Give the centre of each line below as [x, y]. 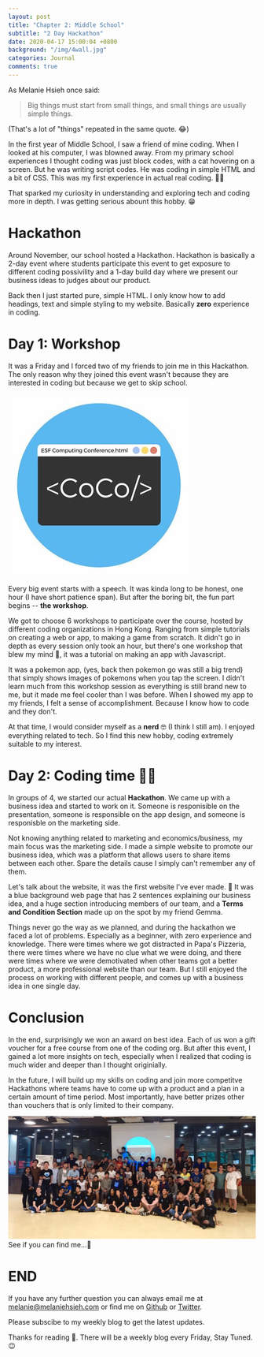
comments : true [33, 67]
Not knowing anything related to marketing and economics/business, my [126, 838]
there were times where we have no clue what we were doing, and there [125, 952]
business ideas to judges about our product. [80, 280]
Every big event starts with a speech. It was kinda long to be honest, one [126, 588]
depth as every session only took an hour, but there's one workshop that [126, 646]
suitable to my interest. [45, 744]
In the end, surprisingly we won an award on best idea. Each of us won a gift [132, 1039]
